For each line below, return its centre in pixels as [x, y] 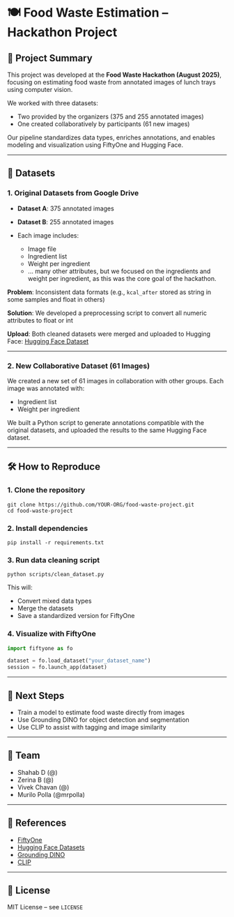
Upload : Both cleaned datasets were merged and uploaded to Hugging [109, 334]
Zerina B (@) [36, 780]
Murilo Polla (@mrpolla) [51, 794]
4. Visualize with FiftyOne [52, 634]
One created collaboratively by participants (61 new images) [103, 124]
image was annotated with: [46, 388]
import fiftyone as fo [40, 648]
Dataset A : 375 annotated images [66, 208]
